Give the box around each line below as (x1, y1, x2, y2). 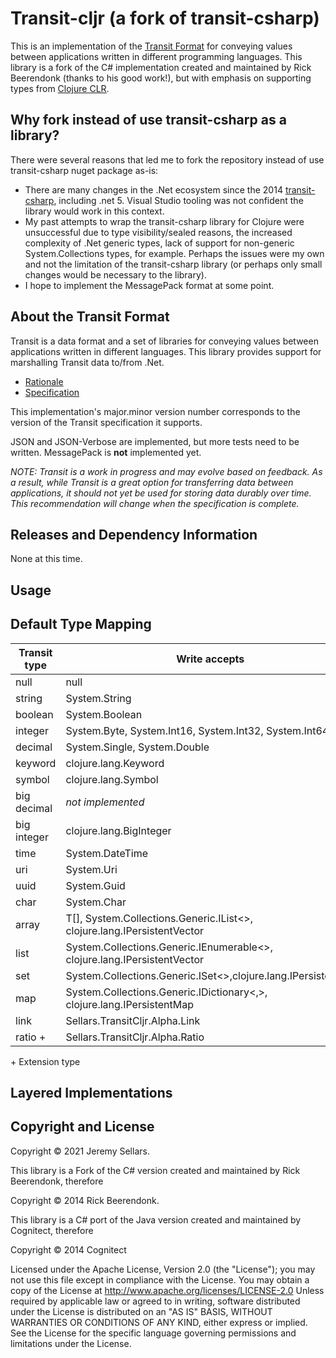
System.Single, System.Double (65, 740, 210, 754)
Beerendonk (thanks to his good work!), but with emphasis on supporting (10, 72, 312, 84)
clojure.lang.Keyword (65, 756, 165, 770)
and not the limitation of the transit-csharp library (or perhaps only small (24, 258, 323, 270)
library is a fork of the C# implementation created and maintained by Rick (10, 61, 312, 73)
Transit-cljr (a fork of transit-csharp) (10, 7, 320, 30)
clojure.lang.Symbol (65, 772, 159, 786)
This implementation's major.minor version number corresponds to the (10, 405, 301, 417)
